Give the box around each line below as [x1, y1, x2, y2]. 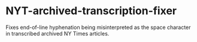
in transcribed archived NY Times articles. [5, 30, 110, 37]
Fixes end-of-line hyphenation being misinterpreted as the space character [5, 24, 191, 31]
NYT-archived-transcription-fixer [5, 4, 177, 18]
